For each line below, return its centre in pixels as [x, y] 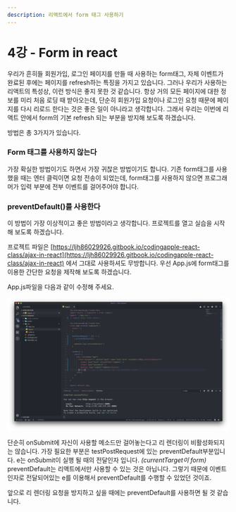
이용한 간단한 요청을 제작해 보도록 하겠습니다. [69, 272]
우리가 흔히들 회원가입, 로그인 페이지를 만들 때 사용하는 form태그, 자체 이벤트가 [116, 73]
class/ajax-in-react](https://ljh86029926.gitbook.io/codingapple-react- [111, 255]
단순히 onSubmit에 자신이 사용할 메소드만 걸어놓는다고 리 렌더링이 [98, 442]
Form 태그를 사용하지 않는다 [52, 153]
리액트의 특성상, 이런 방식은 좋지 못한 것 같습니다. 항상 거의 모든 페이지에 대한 [113, 91]
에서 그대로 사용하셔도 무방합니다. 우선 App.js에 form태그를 [148, 263]
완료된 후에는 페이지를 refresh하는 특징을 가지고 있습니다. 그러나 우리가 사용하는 [117, 82]
